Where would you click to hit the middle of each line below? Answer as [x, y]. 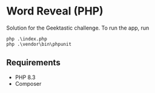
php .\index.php [27, 39]
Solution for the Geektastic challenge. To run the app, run [78, 28]
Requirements [33, 63]
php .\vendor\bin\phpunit [39, 44]
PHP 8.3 [25, 77]
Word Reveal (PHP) [55, 11]
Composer [28, 83]
